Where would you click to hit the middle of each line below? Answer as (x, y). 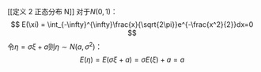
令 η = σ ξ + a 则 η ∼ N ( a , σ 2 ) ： (55, 46)
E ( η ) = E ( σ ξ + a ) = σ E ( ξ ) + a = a (132, 59)
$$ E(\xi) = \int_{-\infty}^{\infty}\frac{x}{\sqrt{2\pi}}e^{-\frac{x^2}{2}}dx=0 (132, 25)
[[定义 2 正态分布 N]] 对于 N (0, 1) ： (62, 11)
